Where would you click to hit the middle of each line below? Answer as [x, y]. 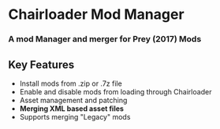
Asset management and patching [73, 100]
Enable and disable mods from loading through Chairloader [116, 91]
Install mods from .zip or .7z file [71, 83]
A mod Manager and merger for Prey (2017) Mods [105, 39]
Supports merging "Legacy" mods [75, 116]
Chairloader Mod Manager [96, 15]
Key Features [41, 64]
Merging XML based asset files [72, 109]
